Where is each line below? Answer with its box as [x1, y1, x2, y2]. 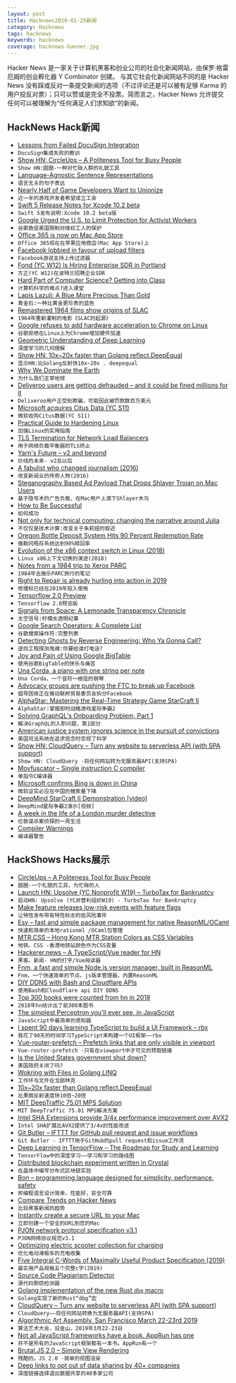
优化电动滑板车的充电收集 [17, 1249, 81, 1257]
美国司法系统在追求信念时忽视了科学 [17, 735, 107, 742]
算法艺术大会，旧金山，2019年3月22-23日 [17, 1324, 123, 1332]
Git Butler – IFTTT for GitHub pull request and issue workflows [17, 1128, 199, 1136]
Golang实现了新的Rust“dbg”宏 [17, 1295, 97, 1302]
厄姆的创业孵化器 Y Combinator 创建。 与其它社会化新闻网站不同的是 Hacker [7, 72, 230, 81]
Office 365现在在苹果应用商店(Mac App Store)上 [17, 240, 149, 247]
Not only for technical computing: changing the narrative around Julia [17, 516, 220, 524]
